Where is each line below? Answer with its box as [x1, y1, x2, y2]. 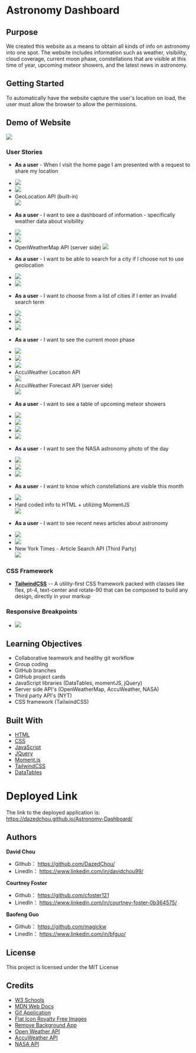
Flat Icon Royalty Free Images [14, 1015, 87, 1022]
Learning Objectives [6, 638, 83, 648]
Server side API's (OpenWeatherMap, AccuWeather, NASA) [14, 686, 159, 693]
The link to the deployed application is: [6, 809, 100, 816]
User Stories [6, 148, 43, 156]
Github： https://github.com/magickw [14, 922, 107, 930]
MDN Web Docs [14, 1002, 54, 1010]
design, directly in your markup [14, 593, 91, 600]
